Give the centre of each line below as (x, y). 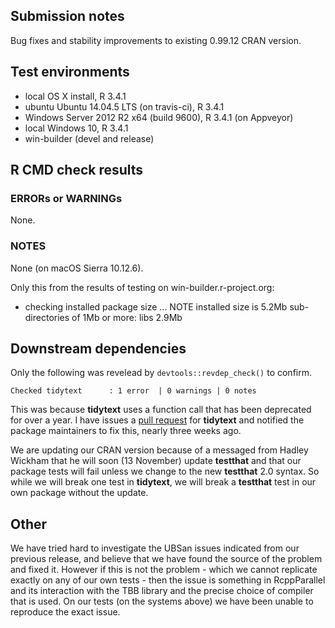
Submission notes (67, 16)
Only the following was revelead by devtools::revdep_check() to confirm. (161, 373)
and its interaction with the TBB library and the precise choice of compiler (162, 591)
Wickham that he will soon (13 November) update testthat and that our (156, 461)
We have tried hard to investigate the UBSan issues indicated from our (155, 548)
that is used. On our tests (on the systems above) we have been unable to (162, 601)
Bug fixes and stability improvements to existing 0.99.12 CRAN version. (156, 40)
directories (47, 317)
